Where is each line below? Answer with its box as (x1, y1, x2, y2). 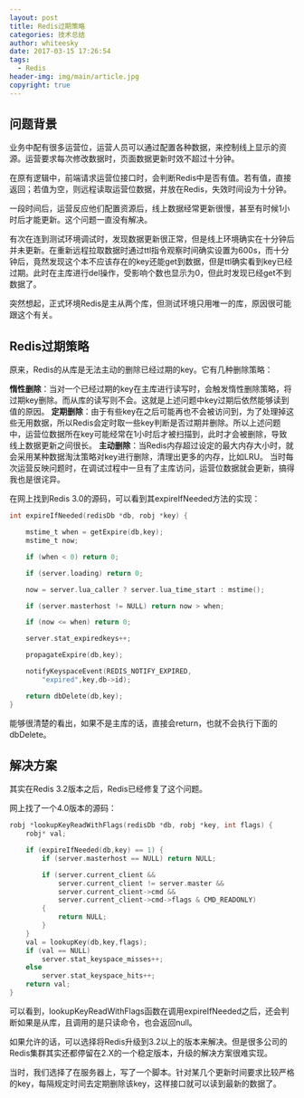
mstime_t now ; (25, 536, 79, 545)
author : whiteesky (9, 38, 79, 48)
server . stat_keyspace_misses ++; (42, 954, 165, 964)
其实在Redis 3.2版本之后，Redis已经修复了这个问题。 (9, 784, 208, 795)
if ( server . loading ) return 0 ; (25, 568, 144, 578)
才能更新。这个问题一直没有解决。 (24, 215, 152, 225)
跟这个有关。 (9, 310, 57, 320)
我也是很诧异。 (9, 474, 65, 485)
